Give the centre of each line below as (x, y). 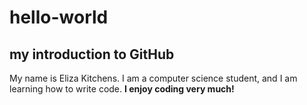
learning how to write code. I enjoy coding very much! (122, 89)
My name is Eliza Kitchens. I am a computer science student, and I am (153, 78)
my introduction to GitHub (92, 54)
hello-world (59, 17)
